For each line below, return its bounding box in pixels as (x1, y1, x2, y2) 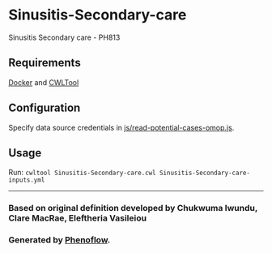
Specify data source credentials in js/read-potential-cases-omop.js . (8, 122, 235, 132)
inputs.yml (8, 176, 45, 184)
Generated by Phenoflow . (8, 234, 111, 246)
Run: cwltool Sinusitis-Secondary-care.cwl (8, 168, 156, 178)
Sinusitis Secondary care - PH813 (8, 32, 121, 42)
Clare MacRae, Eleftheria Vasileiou (8, 212, 147, 224)
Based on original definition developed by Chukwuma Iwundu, (8, 203, 257, 214)
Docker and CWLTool (8, 77, 79, 87)
